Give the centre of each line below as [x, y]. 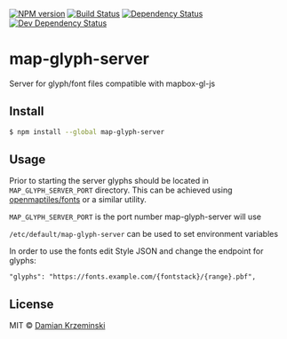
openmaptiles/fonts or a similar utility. [78, 200]
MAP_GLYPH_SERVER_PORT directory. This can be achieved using [121, 190]
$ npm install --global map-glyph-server [87, 132]
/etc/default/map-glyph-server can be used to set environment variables [143, 234]
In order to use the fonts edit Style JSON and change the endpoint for [136, 251]
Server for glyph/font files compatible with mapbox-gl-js [112, 83]
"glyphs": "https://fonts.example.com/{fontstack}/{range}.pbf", [132, 277]
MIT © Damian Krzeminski [57, 326]
